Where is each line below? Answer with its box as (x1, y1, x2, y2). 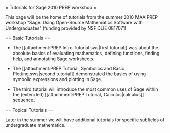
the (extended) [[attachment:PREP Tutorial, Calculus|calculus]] (12, 92, 144, 97)
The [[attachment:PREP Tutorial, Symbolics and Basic (12, 66, 124, 71)
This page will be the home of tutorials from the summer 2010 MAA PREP (5, 14, 158, 20)
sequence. (12, 97, 35, 103)
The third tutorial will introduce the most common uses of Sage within (12, 86, 158, 92)
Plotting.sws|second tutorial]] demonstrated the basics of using (12, 71, 146, 77)
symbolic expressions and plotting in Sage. (12, 76, 103, 82)
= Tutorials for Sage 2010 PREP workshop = (5, 5, 97, 10)
